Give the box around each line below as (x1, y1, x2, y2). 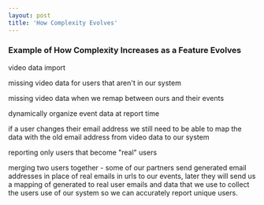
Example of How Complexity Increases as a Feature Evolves (8, 45, 242, 56)
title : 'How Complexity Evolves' (8, 19, 118, 27)
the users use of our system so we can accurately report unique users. (8, 188, 238, 197)
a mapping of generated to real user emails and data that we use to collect (8, 179, 250, 189)
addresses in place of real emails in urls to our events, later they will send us (8, 171, 256, 181)
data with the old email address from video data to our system (8, 132, 210, 142)
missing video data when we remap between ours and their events (8, 93, 225, 102)
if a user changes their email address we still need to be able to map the (8, 124, 242, 133)
